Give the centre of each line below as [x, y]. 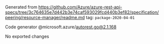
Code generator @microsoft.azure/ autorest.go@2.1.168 [61, 27]
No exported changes [27, 36]
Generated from [21, 7]
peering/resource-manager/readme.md [45, 17]
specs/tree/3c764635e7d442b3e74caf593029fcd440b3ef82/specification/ [82, 12]
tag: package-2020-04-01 [110, 17]
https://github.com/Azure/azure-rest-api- [80, 7]
